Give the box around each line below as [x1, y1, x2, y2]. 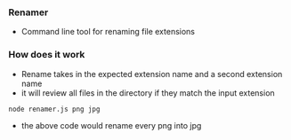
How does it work [8, 49, 85, 61]
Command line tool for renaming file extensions [20, 27, 195, 37]
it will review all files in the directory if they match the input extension [20, 87, 275, 98]
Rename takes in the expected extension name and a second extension [20, 68, 283, 79]
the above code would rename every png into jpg [20, 120, 202, 130]
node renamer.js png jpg [8, 105, 101, 113]
